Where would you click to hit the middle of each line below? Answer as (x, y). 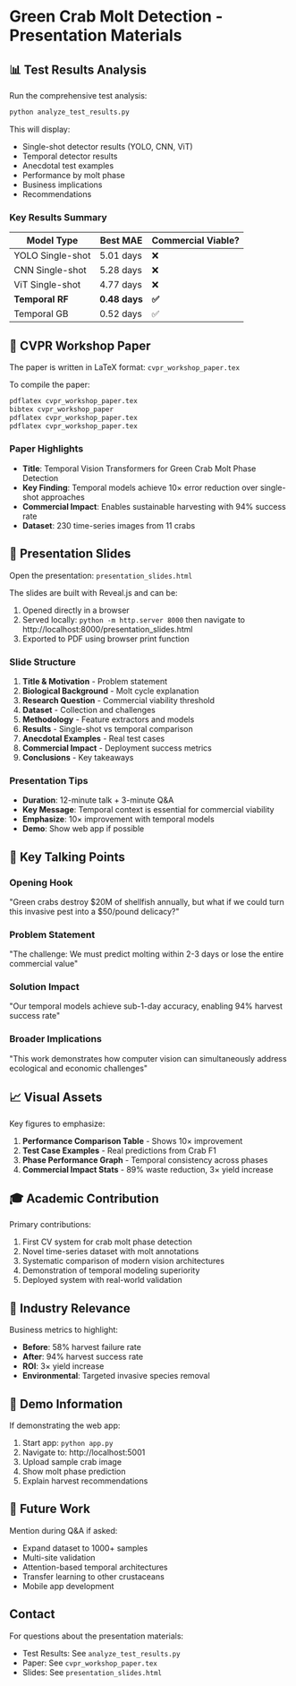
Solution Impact (44, 987)
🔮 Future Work (50, 1509)
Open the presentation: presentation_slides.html (101, 575)
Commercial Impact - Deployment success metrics (117, 748)
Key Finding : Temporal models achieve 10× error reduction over (140, 487)
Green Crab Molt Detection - (116, 17)
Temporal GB (41, 314)
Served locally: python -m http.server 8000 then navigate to (134, 619)
